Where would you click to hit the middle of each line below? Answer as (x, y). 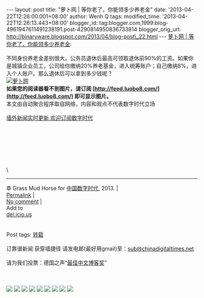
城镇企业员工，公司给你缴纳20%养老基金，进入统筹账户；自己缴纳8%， (101, 66)
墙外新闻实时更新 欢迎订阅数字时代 (49, 118)
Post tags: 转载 (25, 234)
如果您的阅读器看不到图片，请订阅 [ (51, 88)
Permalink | (20, 195)
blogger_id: (84, 23)
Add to (15, 208)
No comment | (24, 201)
